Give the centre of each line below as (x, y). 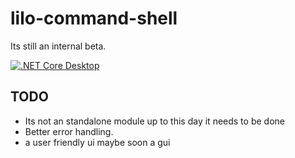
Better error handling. (69, 131)
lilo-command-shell (94, 18)
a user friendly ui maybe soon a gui (97, 142)
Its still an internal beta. (58, 46)
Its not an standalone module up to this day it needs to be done (154, 121)
